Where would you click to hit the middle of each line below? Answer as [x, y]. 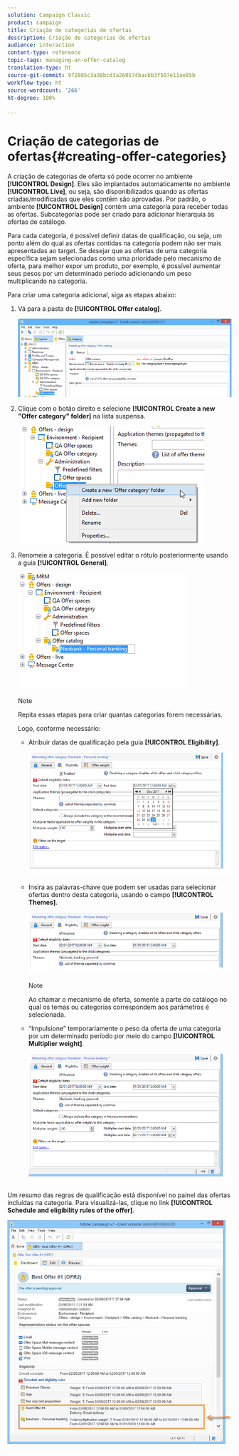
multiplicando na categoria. [47, 281]
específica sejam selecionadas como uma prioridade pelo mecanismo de [115, 258]
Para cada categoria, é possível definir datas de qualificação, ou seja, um [115, 236]
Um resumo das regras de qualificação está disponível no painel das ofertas [119, 1195]
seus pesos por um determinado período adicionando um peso [100, 274]
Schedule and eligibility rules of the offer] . [71, 1210]
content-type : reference [44, 53]
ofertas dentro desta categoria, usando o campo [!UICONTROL [121, 894]
